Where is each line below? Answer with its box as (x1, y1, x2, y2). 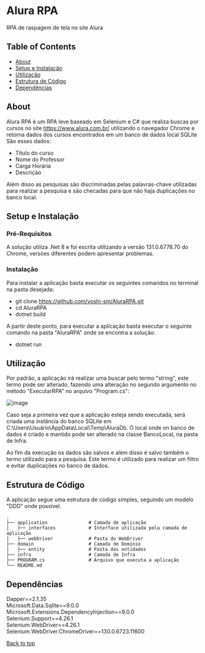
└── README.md (6, 563, 43, 569)
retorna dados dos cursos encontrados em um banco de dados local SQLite (6, 131, 198, 138)
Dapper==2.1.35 (6, 595, 47, 602)
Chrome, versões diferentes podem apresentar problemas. (6, 250, 154, 257)
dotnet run (15, 341, 42, 348)
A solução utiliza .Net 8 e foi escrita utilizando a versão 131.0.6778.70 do (6, 243, 188, 251)
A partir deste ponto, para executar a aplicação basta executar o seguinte (6, 322, 192, 330)
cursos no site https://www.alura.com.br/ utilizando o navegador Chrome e (6, 124, 195, 131)
